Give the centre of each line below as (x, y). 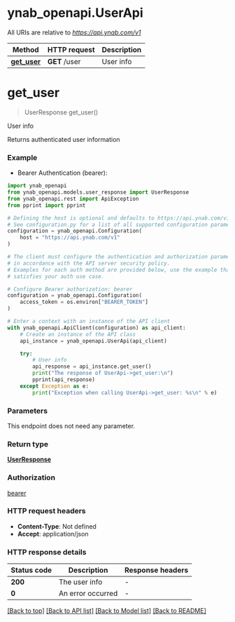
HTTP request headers (47, 511)
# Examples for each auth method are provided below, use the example (112, 270)
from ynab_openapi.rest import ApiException (73, 199)
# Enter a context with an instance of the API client (89, 322)
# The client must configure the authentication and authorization (108, 257)
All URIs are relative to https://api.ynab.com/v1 (74, 32)
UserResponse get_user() (61, 112)
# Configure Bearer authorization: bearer (70, 289)
